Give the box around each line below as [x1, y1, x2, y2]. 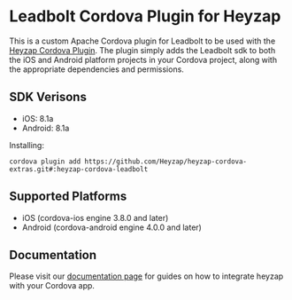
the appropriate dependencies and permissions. [9, 64, 184, 75]
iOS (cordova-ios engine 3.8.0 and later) [21, 212, 169, 223]
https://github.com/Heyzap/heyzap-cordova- [84, 157, 248, 166]
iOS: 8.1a [21, 113, 54, 123]
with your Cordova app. [9, 280, 96, 291]
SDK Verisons [9, 90, 87, 105]
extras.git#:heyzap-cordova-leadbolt [9, 164, 149, 174]
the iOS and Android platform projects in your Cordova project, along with [9, 54, 277, 65]
